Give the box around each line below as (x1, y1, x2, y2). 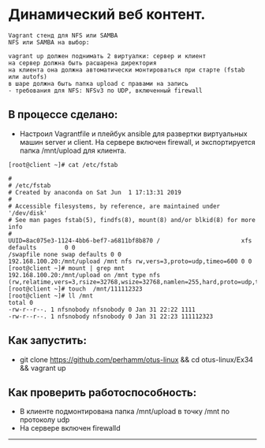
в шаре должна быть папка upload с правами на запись (8, 80, 189, 87)
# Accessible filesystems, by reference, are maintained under (8, 202, 221, 210)
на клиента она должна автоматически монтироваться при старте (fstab (8, 65, 245, 74)
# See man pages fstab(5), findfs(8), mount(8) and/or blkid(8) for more (8, 216, 256, 224)
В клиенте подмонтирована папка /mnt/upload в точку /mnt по (19, 407, 230, 417)
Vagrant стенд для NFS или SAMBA (8, 31, 118, 39)
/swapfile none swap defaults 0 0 (8, 250, 122, 258)
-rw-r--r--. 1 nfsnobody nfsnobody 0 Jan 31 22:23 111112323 (8, 313, 214, 320)
